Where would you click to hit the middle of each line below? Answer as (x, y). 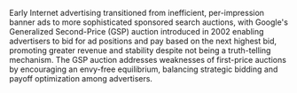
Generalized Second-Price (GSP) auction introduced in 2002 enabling (137, 31)
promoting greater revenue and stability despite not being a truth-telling (140, 50)
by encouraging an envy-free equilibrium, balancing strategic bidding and (144, 69)
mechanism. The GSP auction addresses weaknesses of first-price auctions (148, 60)
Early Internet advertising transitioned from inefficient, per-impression (137, 13)
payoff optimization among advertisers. (81, 78)
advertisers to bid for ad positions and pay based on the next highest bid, (143, 41)
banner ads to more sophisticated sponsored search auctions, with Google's (148, 22)
